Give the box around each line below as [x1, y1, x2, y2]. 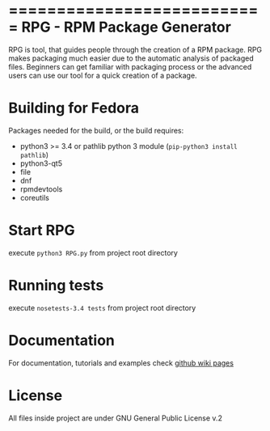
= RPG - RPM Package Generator [8, 18, 232, 36]
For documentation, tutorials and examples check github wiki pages [8, 357, 234, 368]
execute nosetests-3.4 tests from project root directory [8, 302, 196, 312]
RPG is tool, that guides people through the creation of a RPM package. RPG [8, 44, 263, 54]
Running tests [8, 277, 104, 294]
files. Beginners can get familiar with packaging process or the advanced [8, 61, 252, 71]
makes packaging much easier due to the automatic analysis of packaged [8, 53, 255, 63]
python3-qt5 [19, 158, 63, 168]
